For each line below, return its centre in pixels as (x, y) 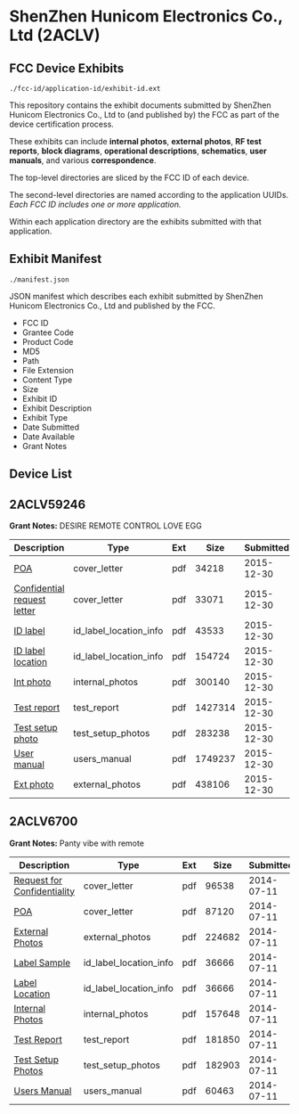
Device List (41, 474)
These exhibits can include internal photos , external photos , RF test (136, 141)
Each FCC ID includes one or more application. (95, 204)
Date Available (48, 436)
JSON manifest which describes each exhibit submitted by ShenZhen (137, 296)
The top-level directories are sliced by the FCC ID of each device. (129, 177)
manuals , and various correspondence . (83, 160)
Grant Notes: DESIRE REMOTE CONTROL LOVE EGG (105, 526)
